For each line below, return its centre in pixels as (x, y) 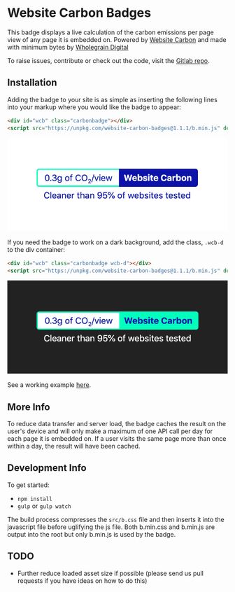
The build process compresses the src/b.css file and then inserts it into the (116, 519)
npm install (35, 499)
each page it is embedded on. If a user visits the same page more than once (117, 439)
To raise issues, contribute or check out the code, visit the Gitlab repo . (108, 60)
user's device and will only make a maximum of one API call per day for (110, 431)
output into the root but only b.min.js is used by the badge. (92, 534)
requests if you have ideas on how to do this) (82, 580)
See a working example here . (49, 385)
